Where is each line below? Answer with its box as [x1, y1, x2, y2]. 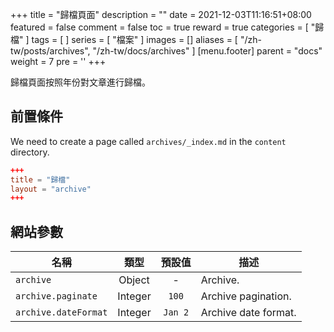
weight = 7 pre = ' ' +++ [10, 56, 107, 67]
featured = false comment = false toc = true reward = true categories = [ [10, 21, 309, 33]
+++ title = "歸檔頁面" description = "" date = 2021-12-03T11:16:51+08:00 [10, 9, 312, 20]
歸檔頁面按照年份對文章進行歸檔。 [10, 76, 151, 88]
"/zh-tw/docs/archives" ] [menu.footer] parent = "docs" [92, 45, 323, 57]
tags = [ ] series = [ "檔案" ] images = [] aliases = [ [31, 34, 238, 45]
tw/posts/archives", [10, 45, 91, 57]
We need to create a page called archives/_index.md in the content [10, 135, 287, 147]
